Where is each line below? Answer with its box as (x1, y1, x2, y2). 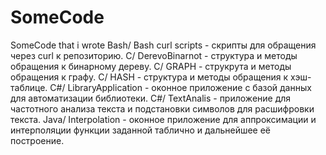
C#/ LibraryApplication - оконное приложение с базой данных (49, 81, 312, 93)
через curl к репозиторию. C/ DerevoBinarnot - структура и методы (10, 49, 298, 61)
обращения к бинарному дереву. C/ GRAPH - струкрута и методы (10, 60, 292, 72)
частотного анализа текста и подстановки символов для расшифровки (10, 102, 315, 115)
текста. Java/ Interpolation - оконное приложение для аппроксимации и (10, 113, 317, 125)
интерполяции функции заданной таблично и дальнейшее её (10, 124, 272, 136)
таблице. (10, 81, 48, 93)
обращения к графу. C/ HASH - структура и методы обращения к (10, 71, 289, 83)
